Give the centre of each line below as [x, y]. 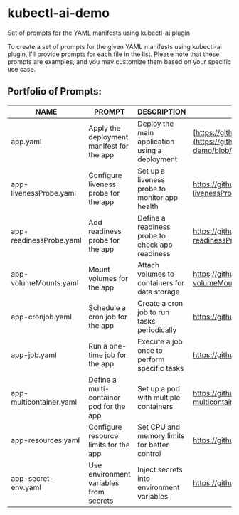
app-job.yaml [34, 355]
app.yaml [26, 142]
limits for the [109, 445]
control [149, 453]
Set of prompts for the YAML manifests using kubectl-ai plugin [99, 33]
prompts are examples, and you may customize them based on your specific [119, 61]
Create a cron [160, 303]
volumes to [156, 274]
